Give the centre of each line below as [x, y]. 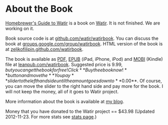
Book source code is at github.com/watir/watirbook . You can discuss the [82, 38]
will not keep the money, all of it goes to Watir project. [62, 91]
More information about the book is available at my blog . [65, 101]
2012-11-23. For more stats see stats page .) [51, 117]
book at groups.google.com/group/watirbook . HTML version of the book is [84, 43]
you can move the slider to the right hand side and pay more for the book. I [84, 86]
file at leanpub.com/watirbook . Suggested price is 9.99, [64, 64]
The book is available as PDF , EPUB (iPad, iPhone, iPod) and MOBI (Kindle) [84, 59]
